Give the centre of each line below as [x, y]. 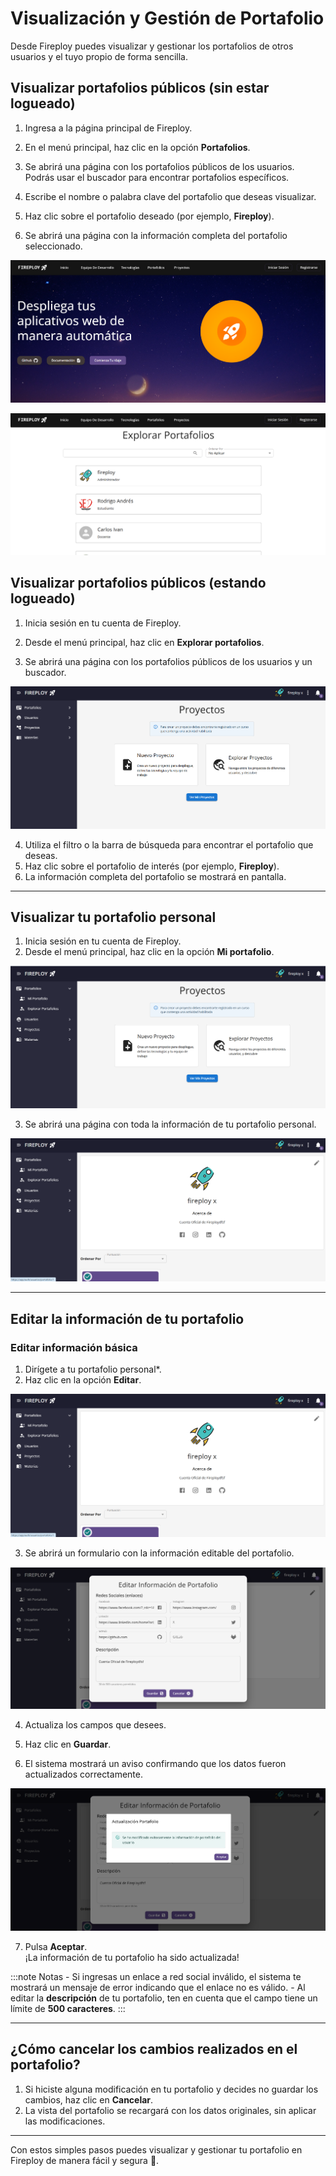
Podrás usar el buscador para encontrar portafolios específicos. [157, 177]
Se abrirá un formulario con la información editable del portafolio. [159, 1553]
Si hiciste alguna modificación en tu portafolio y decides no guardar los [171, 2089]
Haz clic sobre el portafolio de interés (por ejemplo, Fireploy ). [152, 866]
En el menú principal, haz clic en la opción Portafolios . [137, 147]
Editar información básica [74, 1347]
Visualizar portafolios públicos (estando [138, 583]
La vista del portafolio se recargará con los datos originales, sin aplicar [170, 2110]
